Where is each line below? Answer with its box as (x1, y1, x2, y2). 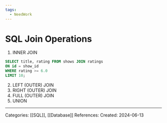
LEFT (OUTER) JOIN (12, 82, 54, 88)
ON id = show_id (5, 64, 39, 69)
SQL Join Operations (5, 33, 92, 45)
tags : (5, 7, 16, 12)
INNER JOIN (12, 50, 38, 56)
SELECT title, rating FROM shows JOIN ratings (5, 59, 103, 64)
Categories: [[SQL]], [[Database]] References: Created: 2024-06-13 (5, 112, 144, 118)
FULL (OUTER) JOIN (12, 92, 54, 98)
